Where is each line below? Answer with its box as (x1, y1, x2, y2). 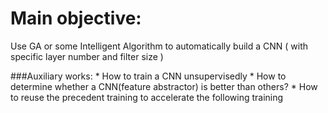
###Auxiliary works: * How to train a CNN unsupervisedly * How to (10, 70, 287, 82)
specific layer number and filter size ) (10, 50, 164, 62)
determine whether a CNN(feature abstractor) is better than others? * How (10, 80, 318, 92)
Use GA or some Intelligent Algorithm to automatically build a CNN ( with (10, 40, 309, 52)
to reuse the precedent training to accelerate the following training (10, 91, 284, 103)
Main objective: (10, 7, 142, 30)
